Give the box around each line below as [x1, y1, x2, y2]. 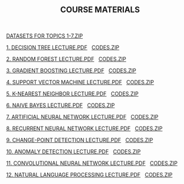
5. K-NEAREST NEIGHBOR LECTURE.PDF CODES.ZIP [6, 90, 139, 97]
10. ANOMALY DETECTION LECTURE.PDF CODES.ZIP [6, 148, 141, 155]
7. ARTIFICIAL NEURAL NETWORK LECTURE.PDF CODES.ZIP [6, 113, 159, 120]
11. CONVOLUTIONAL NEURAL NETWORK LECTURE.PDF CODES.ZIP [6, 160, 177, 167]
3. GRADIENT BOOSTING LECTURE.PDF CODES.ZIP [6, 67, 137, 74]
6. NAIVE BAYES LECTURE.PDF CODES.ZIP [6, 102, 115, 109]
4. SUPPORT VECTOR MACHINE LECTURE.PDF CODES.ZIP [6, 78, 154, 85]
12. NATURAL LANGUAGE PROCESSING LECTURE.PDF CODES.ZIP [6, 171, 173, 178]
